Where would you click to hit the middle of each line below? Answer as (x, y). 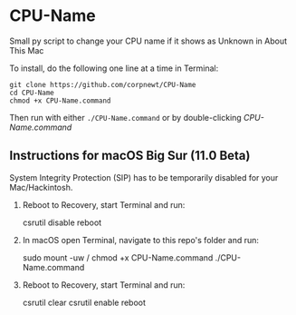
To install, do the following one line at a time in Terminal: (114, 68)
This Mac (27, 50)
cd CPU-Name (32, 93)
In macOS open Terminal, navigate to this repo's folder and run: (141, 240)
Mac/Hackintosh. (41, 187)
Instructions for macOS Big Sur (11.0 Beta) (130, 156)
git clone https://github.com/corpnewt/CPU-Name (103, 84)
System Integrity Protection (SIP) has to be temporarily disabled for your (144, 177)
